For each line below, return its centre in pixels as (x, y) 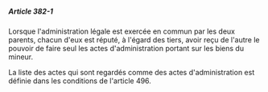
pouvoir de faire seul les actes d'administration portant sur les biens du (126, 48)
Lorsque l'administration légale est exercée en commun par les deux (122, 31)
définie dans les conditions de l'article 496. (80, 81)
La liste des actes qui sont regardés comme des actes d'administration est (132, 72)
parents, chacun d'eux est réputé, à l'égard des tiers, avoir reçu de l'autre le (134, 39)
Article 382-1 (31, 11)
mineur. (21, 57)
